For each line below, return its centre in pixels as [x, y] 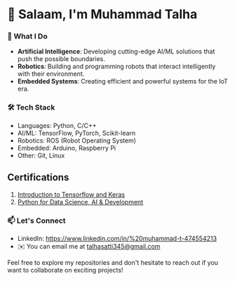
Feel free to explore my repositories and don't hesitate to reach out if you [113, 262]
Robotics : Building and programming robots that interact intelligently [116, 67]
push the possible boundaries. [61, 59]
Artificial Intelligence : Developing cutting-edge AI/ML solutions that [116, 51]
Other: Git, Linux [41, 155]
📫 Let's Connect [36, 221]
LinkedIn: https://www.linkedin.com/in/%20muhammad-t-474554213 [117, 238]
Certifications [38, 177]
